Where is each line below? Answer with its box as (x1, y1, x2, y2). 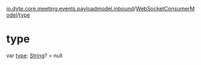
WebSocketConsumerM (135, 5, 195, 12)
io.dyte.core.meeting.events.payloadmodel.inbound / (6, 5, 137, 12)
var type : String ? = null (6, 52, 63, 59)
